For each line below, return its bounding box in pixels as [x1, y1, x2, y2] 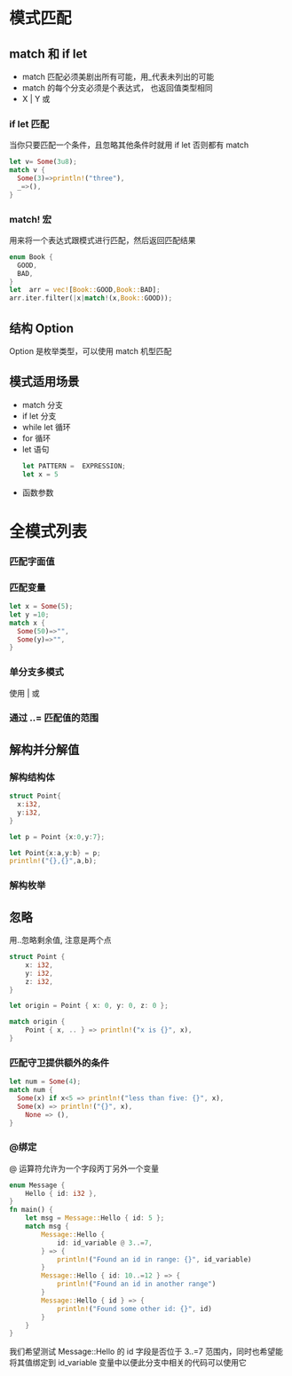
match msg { [25, 1222, 69, 1231]
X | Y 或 [21, 94, 51, 104]
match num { [9, 1086, 53, 1095]
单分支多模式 [9, 666, 65, 679]
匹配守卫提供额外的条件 [9, 1057, 109, 1069]
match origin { [9, 1018, 66, 1026]
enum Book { [9, 252, 53, 262]
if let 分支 [21, 410, 57, 421]
